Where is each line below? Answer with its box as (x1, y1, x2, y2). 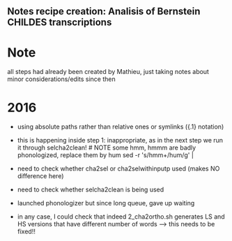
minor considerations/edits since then (7, 75, 116, 83)
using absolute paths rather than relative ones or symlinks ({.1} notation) (17, 122, 224, 131)
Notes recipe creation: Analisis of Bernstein (7, 6, 201, 17)
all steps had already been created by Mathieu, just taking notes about (7, 68, 209, 76)
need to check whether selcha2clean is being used (17, 185, 164, 194)
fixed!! (17, 227, 36, 236)
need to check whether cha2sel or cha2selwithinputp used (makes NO (17, 164, 220, 173)
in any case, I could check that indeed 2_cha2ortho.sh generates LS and (17, 212, 225, 221)
